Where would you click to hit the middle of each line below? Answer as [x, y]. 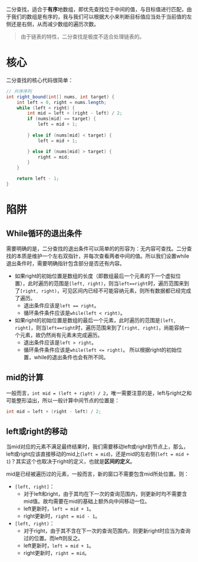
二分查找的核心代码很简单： [40, 80]
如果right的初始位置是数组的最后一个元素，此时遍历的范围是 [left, [95, 320]
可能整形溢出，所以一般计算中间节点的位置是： [63, 400]
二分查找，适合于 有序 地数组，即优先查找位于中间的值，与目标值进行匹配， [96, 9]
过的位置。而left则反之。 [53, 538]
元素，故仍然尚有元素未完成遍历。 [61, 335]
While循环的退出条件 [44, 233]
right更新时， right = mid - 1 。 [62, 516]
